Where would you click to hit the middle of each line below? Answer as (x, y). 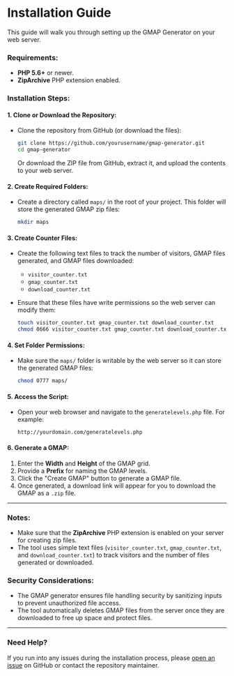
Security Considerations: (50, 580)
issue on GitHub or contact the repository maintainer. (83, 665)
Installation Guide (59, 13)
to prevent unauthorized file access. (69, 603)
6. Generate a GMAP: (38, 448)
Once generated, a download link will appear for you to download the (116, 486)
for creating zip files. (47, 540)
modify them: (36, 310)
